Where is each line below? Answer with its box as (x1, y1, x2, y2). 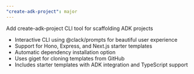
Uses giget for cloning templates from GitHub (14, 55, 125, 62)
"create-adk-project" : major (6, 8, 78, 15)
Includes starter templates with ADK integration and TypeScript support (14, 61, 188, 68)
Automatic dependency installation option (14, 48, 116, 56)
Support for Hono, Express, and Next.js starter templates (14, 42, 153, 49)
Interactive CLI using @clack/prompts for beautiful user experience (14, 36, 178, 43)
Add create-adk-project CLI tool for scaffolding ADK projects (6, 25, 153, 32)
